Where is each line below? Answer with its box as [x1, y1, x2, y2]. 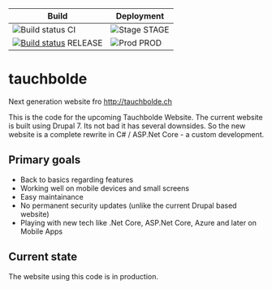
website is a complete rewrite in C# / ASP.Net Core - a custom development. [8, 129, 265, 139]
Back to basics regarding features [19, 175, 134, 184]
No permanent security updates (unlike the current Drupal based [19, 201, 237, 210]
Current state [8, 250, 78, 264]
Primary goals [8, 153, 81, 167]
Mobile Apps [19, 226, 63, 236]
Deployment [115, 11, 165, 21]
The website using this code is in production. [8, 271, 159, 281]
